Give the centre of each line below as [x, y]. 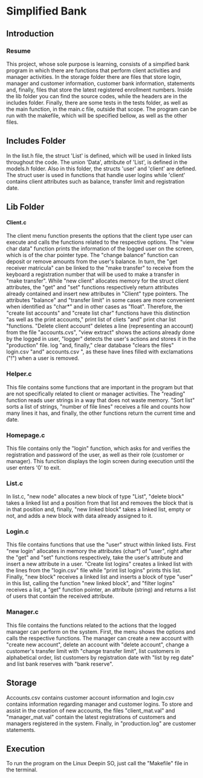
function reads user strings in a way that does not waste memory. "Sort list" [101, 400]
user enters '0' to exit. [34, 468]
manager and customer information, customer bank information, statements [101, 83]
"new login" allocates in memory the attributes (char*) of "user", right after [99, 551]
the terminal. [22, 770]
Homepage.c [26, 435]
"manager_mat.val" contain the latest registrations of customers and [91, 717]
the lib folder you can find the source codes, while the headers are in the [97, 96]
